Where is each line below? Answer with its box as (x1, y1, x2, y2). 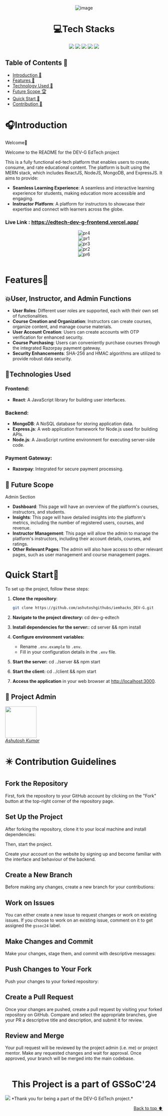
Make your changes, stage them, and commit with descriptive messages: (5, 950, 156, 956)
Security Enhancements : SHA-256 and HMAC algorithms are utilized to (12, 350, 161, 356)
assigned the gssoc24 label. (5, 923, 61, 929)
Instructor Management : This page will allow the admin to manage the (12, 530, 158, 537)
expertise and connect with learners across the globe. (12, 206, 124, 212)
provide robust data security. (12, 355, 72, 361)
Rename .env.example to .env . (19, 643, 82, 650)
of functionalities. (12, 313, 48, 319)
